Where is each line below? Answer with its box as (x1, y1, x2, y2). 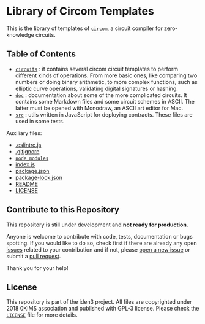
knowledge (6, 31, 35, 38)
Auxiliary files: (6, 129, 42, 136)
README (15, 180, 39, 188)
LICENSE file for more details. (6, 311, 78, 318)
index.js (15, 161, 35, 168)
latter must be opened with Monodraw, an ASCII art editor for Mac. (15, 104, 184, 112)
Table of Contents (6, 49, 76, 60)
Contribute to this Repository (6, 204, 119, 215)
